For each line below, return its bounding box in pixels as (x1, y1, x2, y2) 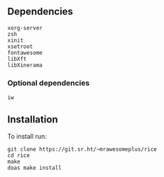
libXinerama (7, 62, 43, 69)
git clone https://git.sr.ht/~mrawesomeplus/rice (7, 145, 158, 153)
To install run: (7, 132, 48, 140)
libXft (7, 55, 27, 62)
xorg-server (7, 24, 43, 31)
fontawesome (7, 49, 43, 56)
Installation (7, 113, 58, 125)
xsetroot (7, 42, 33, 50)
